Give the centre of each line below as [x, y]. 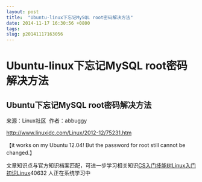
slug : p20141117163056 [35, 34]
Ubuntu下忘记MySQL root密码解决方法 [79, 105]
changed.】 [21, 153]
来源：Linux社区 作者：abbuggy [47, 121]
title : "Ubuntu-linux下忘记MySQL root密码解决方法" [70, 17]
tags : [13, 29]
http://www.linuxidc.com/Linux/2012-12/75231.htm [69, 133]
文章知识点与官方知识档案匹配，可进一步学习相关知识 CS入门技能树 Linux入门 [101, 166]
